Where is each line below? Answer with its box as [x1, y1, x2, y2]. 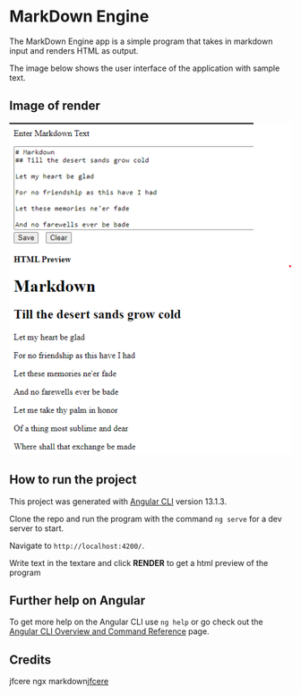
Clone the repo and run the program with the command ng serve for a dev [9, 513, 282, 524]
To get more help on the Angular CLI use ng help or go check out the [9, 616, 263, 628]
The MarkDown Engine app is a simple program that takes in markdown [9, 36, 273, 47]
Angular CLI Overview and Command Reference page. [9, 626, 210, 637]
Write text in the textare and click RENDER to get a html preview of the [9, 557, 269, 568]
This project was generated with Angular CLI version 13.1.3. [9, 495, 227, 507]
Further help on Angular [9, 593, 146, 608]
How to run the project [9, 472, 137, 487]
